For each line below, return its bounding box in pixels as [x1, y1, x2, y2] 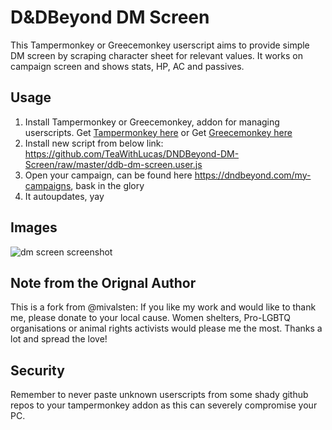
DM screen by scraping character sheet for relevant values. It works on [10, 49, 304, 61]
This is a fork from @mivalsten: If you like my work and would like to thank [10, 301, 317, 313]
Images [10, 219, 58, 236]
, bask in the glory [70, 179, 145, 191]
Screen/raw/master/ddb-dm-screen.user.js [24, 158, 203, 170]
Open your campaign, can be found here [24, 169, 193, 181]
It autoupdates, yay [24, 190, 105, 202]
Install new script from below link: [24, 137, 164, 149]
